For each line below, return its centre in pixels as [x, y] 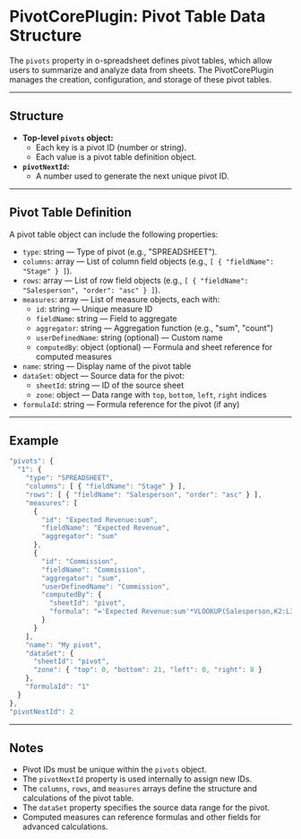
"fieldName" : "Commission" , [94, 570]
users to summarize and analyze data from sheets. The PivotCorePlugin [142, 70]
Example [34, 440]
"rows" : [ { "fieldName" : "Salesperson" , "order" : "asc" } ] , [144, 494]
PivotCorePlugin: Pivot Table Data [138, 17]
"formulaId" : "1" [58, 686]
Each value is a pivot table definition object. [116, 157]
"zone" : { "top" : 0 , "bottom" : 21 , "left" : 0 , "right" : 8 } [147, 670]
